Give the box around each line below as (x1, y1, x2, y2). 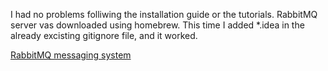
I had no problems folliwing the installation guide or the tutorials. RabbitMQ (10, 9, 318, 20)
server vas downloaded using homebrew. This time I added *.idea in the (10, 19, 305, 31)
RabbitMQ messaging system (10, 49, 132, 61)
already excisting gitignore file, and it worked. (10, 30, 198, 41)
